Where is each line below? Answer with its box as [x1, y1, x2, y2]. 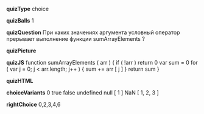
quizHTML [6, 77, 33, 84]
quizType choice [6, 5, 49, 12]
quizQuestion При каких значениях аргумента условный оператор [6, 29, 180, 36]
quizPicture [6, 47, 37, 54]
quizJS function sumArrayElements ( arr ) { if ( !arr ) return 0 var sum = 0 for [6, 59, 198, 66]
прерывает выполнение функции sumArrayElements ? [6, 35, 145, 42]
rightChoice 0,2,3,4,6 [6, 101, 61, 108]
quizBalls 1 [6, 17, 34, 24]
